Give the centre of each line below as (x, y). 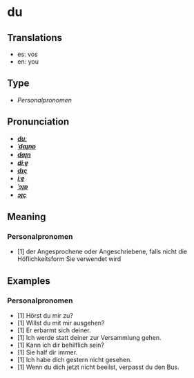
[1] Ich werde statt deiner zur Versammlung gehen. (89, 337)
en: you (28, 62)
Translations (35, 38)
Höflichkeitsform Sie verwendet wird (69, 259)
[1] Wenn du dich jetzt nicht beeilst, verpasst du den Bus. (98, 367)
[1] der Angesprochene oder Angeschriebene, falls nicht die (102, 252)
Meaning (27, 217)
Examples (29, 281)
